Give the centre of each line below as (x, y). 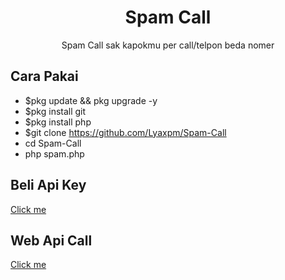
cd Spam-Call (53, 143)
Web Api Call (51, 240)
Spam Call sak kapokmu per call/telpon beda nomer (168, 45)
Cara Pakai (44, 76)
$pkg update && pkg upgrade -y (91, 100)
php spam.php (54, 153)
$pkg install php (58, 122)
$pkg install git (55, 111)
